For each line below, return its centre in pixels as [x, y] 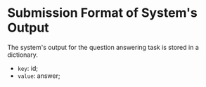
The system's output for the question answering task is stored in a [103, 47]
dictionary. [23, 55]
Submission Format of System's [103, 13]
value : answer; [39, 76]
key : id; [28, 68]
